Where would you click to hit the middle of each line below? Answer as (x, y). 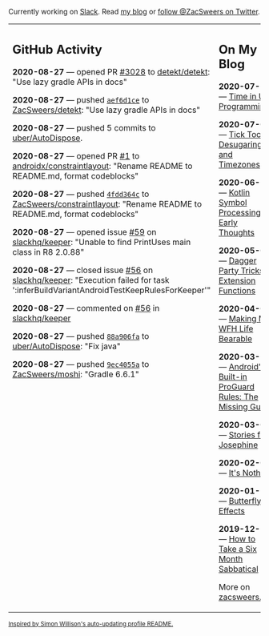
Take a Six (238, 549)
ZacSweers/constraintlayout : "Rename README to (107, 203)
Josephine (239, 445)
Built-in (233, 376)
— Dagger (238, 260)
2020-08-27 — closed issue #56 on (83, 270)
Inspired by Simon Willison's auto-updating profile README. (91, 624)
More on (235, 586)
